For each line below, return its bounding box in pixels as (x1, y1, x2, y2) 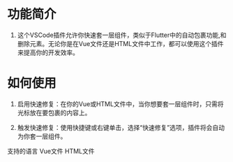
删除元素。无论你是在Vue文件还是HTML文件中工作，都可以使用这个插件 (17, 39, 224, 47)
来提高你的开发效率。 (17, 48, 79, 57)
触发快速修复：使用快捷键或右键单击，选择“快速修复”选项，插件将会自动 (17, 123, 225, 131)
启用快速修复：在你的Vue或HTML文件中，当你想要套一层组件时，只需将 (17, 99, 224, 108)
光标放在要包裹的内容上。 (17, 108, 91, 117)
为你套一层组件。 (17, 132, 67, 140)
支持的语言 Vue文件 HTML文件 (7, 147, 95, 155)
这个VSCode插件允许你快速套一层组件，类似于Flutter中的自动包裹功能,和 (17, 31, 227, 39)
